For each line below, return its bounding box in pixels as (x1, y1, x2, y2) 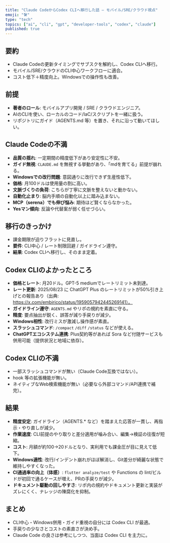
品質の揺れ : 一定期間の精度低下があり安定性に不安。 (12, 154, 123, 161)
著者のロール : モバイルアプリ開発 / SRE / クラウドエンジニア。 (12, 105, 144, 111)
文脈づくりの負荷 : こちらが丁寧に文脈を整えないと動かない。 (12, 187, 140, 193)
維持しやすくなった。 (12, 462, 58, 469)
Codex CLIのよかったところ (5, 266, 93, 274)
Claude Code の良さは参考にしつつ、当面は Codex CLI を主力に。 (12, 532, 150, 538)
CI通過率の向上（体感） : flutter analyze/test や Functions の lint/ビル (12, 469, 162, 475)
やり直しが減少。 (21, 424, 58, 431)
